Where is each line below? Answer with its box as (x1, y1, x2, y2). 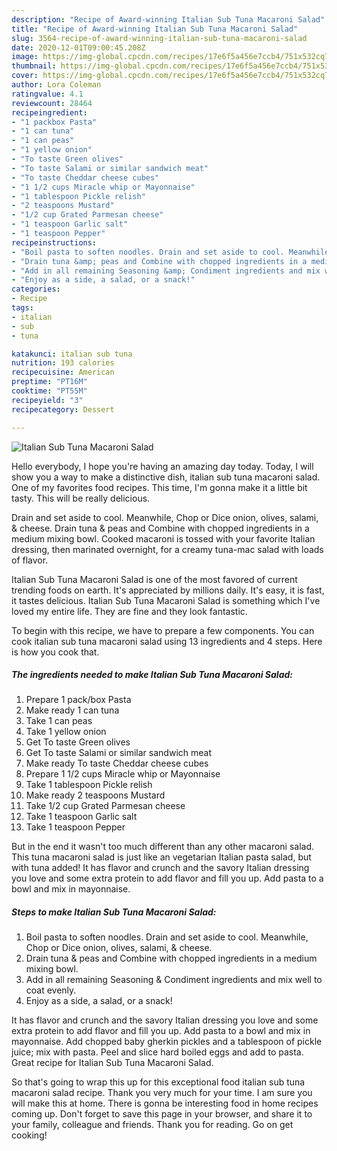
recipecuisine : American (11, 367, 115, 378)
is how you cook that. (11, 646, 100, 658)
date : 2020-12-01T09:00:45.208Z (11, 42, 146, 53)
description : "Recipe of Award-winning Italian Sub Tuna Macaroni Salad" (11, 14, 326, 25)
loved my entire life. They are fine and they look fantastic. (11, 605, 248, 617)
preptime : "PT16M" (11, 377, 88, 387)
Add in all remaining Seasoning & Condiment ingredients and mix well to (25, 974, 323, 986)
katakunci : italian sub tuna (11, 349, 133, 359)
